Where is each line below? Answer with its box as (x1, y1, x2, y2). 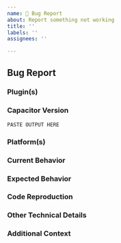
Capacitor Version (7, 105, 69, 115)
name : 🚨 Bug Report (7, 10, 63, 17)
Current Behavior (7, 155, 66, 165)
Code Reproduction (7, 192, 73, 202)
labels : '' (7, 29, 38, 36)
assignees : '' (7, 36, 48, 42)
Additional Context (7, 229, 71, 238)
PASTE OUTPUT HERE (7, 121, 59, 128)
